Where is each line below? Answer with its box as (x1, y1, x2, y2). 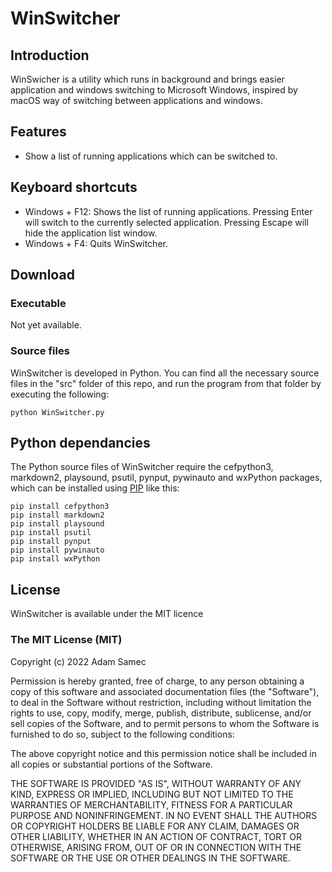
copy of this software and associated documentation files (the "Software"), (10, 685, 320, 697)
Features (10, 123, 67, 141)
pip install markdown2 (10, 510, 105, 521)
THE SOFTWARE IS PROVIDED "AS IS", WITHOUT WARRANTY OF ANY (10, 777, 302, 789)
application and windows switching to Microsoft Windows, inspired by (10, 84, 298, 96)
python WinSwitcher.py (10, 407, 105, 417)
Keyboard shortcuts (10, 179, 138, 196)
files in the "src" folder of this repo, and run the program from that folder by (10, 377, 322, 389)
